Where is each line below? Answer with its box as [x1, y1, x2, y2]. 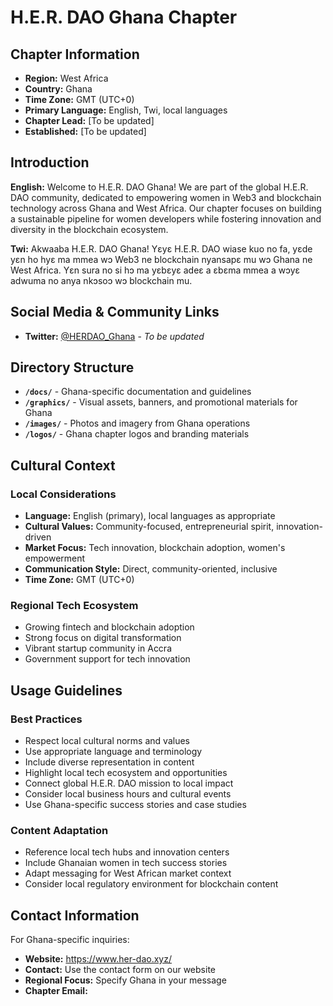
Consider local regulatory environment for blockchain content [24, 878, 279, 890]
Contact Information [10, 907, 140, 924]
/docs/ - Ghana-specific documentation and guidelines [24, 386, 252, 398]
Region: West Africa [24, 72, 109, 84]
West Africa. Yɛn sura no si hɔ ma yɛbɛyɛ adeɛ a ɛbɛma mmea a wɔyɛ [10, 264, 301, 276]
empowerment [24, 552, 86, 565]
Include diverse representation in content [24, 756, 195, 768]
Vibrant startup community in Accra [24, 642, 173, 655]
